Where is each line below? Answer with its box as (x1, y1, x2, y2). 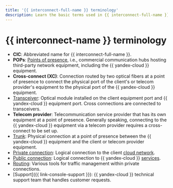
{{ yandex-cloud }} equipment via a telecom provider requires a (12, 122, 148, 128)
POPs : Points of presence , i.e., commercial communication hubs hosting (12, 57, 166, 63)
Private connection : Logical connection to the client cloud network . (12, 149, 155, 156)
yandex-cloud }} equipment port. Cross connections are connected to (12, 101, 161, 107)
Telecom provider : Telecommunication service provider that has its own (12, 111, 166, 118)
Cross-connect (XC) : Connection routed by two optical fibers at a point (12, 73, 165, 80)
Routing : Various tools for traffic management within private (12, 160, 140, 167)
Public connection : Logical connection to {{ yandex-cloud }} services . (12, 155, 161, 161)
